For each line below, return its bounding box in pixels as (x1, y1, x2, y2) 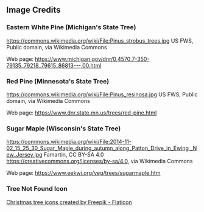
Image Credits (6, 5, 61, 15)
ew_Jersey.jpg (6, 151, 43, 158)
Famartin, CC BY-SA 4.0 (43, 151, 104, 158)
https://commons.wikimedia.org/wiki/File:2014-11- (6, 138, 132, 146)
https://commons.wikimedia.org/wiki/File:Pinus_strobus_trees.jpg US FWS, (6, 37, 194, 44)
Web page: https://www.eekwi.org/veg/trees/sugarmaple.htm (6, 169, 161, 177)
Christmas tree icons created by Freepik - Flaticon (6, 198, 132, 206)
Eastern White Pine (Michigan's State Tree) (6, 23, 136, 32)
